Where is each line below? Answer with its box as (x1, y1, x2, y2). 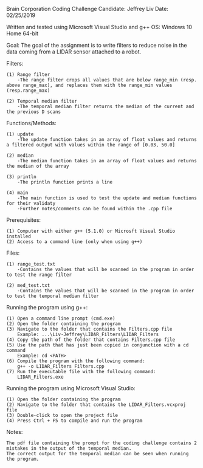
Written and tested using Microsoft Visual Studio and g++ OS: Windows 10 (6, 24, 193, 30)
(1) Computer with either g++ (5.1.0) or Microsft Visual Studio (6, 228, 175, 234)
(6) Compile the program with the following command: (6, 358, 146, 364)
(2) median (6, 153, 34, 159)
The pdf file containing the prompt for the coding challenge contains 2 (6, 440, 198, 446)
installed (6, 233, 32, 239)
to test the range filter (6, 272, 72, 278)
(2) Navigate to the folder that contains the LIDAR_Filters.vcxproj (6, 402, 187, 408)
